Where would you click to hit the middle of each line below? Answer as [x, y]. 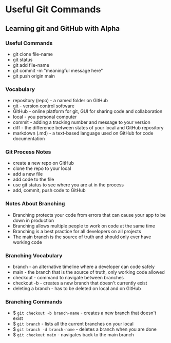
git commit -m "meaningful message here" [58, 70]
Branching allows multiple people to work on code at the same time [84, 226]
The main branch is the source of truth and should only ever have [82, 237]
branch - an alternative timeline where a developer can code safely [84, 267]
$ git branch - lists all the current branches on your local [73, 324]
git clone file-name [33, 54]
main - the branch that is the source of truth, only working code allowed [89, 272]
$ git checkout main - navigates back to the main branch [73, 335]
